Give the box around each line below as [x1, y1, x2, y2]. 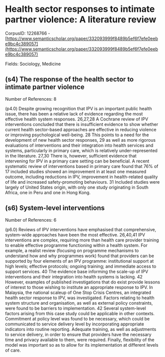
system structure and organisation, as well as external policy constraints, [5, 300, 153, 306]
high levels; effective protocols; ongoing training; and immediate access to [5, 263, 157, 269]
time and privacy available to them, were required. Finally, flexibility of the [5, 337, 155, 343]
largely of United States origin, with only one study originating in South [5, 184, 149, 190]
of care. [5, 347, 21, 353]
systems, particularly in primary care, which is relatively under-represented [5, 147, 158, 154]
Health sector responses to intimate [5, 3, 155, 15]
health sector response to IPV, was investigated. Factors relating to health [5, 295, 155, 301]
